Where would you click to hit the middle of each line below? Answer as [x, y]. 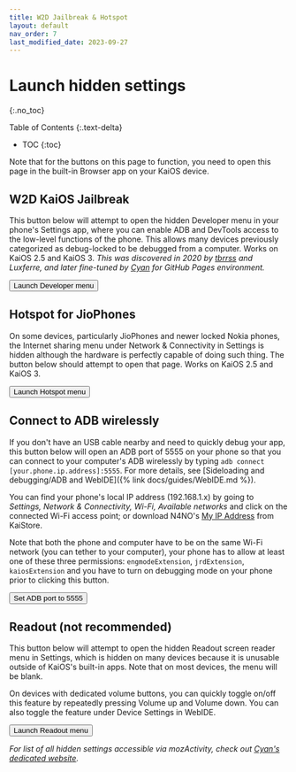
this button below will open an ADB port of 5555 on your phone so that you [145, 452]
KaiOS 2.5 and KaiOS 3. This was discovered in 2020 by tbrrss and [131, 258]
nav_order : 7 [33, 34]
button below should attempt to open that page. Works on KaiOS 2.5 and [141, 364]
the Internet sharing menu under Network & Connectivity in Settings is [137, 345]
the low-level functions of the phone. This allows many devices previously [144, 239]
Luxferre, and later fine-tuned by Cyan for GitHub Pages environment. [137, 267]
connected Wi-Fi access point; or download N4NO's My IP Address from [142, 515]
